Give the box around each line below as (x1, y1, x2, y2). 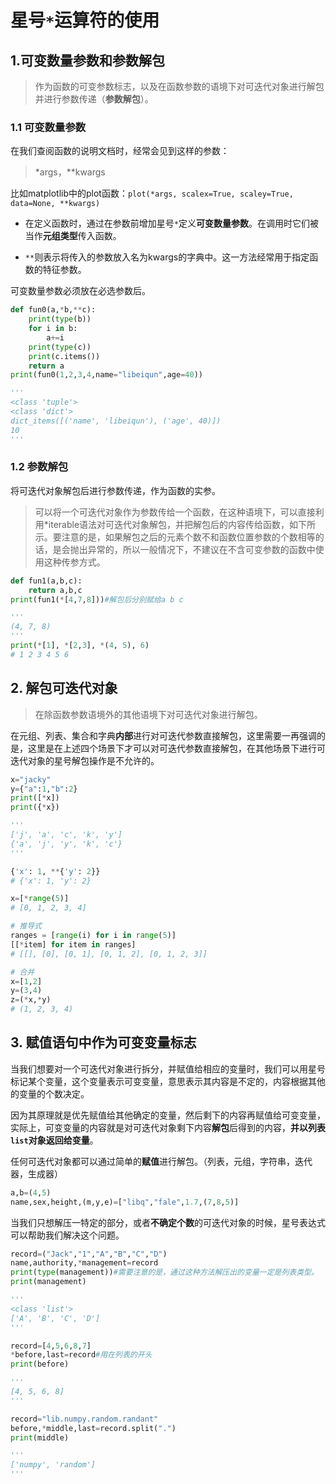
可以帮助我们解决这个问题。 (10, 1229, 125, 1241)
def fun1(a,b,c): (10, 576, 83, 586)
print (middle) (10, 1432, 70, 1443)
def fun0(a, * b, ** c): (10, 305, 97, 315)
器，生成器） (10, 1167, 63, 1180)
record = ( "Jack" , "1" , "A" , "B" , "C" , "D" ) (10, 1249, 168, 1259)
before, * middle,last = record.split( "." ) (10, 1423, 177, 1433)
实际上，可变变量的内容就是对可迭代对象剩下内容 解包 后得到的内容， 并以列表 (10, 1121, 326, 1133)
